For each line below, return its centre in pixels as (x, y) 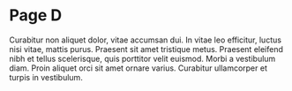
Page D (36, 15)
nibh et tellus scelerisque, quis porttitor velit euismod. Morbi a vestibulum (142, 58)
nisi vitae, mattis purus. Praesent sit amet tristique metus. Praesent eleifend (146, 49)
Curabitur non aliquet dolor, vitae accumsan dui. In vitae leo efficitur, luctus (146, 40)
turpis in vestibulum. (46, 77)
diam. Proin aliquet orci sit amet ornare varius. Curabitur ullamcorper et (138, 68)
